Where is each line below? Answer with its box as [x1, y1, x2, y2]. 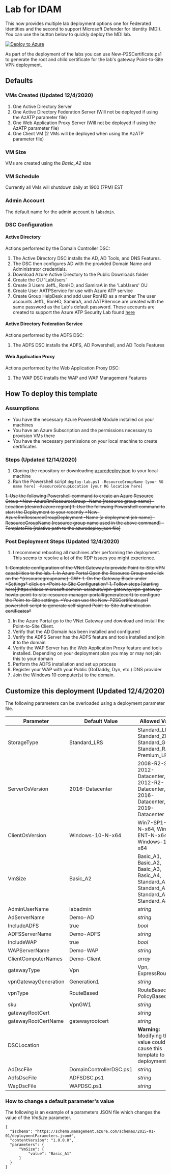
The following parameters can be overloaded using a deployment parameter [5, 700, 165, 706]
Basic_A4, [137, 872, 161, 879]
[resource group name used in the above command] [51, 520, 161, 526]
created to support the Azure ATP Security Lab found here [12, 309, 135, 315]
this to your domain [12, 655, 53, 662]
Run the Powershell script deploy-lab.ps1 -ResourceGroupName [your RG [12, 478, 164, 484]
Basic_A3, [137, 866, 161, 873]
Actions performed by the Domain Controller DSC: [5, 245, 110, 251]
